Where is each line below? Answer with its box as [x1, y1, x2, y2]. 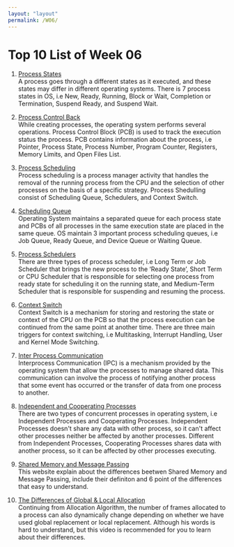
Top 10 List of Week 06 [8, 47, 142, 63]
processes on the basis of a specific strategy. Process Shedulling [17, 186, 206, 194]
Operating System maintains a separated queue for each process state [17, 214, 221, 223]
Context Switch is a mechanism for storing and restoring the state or [17, 308, 214, 316]
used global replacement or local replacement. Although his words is [17, 518, 215, 527]
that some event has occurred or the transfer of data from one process [17, 381, 221, 390]
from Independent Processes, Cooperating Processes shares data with [17, 439, 221, 448]
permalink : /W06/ [8, 17, 58, 24]
